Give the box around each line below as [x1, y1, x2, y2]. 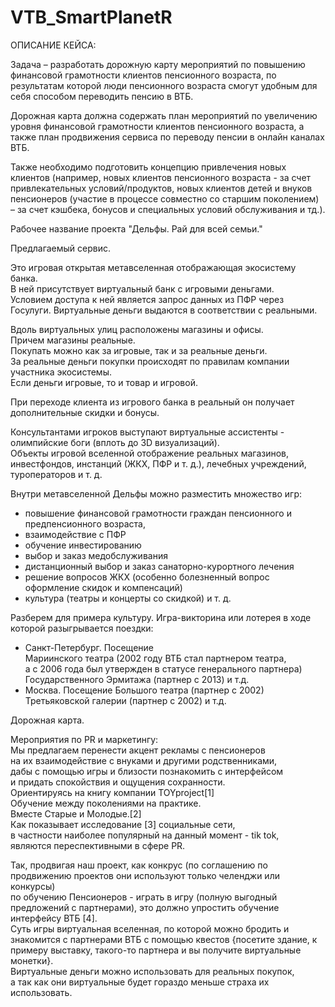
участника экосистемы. [10, 366, 112, 378]
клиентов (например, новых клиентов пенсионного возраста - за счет [10, 171, 312, 183]
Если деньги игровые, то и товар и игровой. [10, 376, 198, 388]
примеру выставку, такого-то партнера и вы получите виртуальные [10, 944, 302, 956]
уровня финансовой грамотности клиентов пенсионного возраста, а [10, 120, 305, 132]
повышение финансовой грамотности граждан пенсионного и [24, 507, 292, 519]
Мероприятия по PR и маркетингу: [10, 733, 159, 745]
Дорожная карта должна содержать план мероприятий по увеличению [10, 109, 318, 121]
